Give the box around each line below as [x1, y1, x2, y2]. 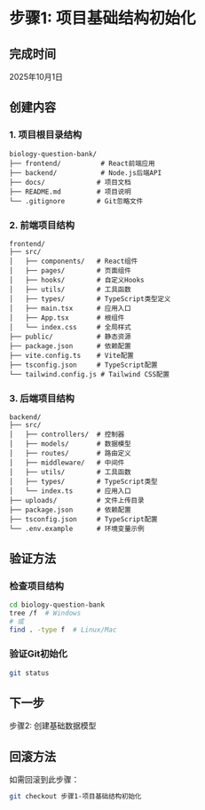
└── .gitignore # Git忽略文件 [9, 196, 144, 205]
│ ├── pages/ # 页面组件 [9, 266, 131, 275]
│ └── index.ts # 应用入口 [9, 487, 131, 496]
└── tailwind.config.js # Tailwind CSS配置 [9, 369, 170, 378]
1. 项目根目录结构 [9, 129, 83, 141]
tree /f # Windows [9, 608, 82, 617]
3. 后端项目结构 [9, 392, 75, 404]
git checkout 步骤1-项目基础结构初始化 [9, 792, 142, 801]
